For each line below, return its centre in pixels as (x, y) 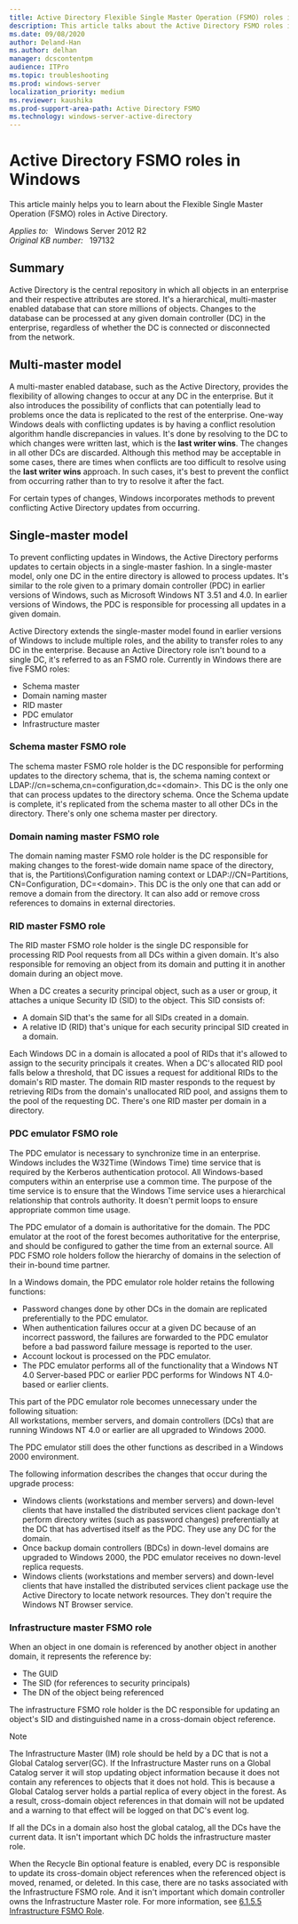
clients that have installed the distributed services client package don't (151, 1509)
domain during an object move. (66, 974)
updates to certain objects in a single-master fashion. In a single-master (141, 567)
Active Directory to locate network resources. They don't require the (147, 1595)
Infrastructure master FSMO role (81, 1627)
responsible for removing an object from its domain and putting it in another (147, 964)
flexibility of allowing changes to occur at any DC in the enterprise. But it (141, 396)
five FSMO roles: (40, 669)
